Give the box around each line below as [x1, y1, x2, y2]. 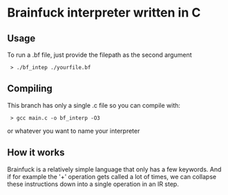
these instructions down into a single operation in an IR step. [7, 180, 180, 188]
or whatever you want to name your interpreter [7, 127, 140, 135]
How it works [7, 147, 65, 158]
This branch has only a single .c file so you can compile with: [7, 101, 181, 109]
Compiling [7, 83, 53, 95]
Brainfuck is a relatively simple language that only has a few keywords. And [7, 165, 222, 174]
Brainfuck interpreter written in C [7, 5, 201, 21]
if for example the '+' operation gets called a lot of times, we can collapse [7, 172, 216, 180]
